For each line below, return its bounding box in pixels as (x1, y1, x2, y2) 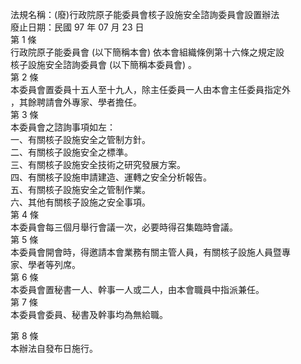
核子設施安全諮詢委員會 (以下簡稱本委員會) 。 (10, 59, 198, 70)
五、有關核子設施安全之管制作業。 (10, 184, 151, 195)
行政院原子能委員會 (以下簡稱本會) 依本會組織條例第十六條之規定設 (10, 46, 285, 58)
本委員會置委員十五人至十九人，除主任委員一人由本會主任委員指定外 (10, 84, 291, 95)
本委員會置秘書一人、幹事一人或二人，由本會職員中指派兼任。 (10, 284, 265, 295)
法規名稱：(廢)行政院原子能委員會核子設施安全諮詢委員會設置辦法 (10, 9, 280, 20)
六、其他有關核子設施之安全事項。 (10, 196, 151, 208)
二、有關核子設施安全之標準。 (10, 146, 133, 158)
